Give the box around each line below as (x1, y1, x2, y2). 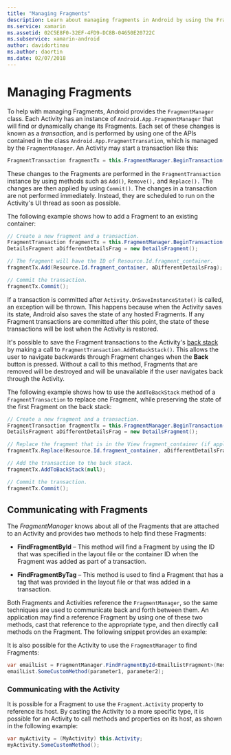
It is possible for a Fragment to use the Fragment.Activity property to (7, 700, 204, 708)
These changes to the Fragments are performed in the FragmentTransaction (7, 169, 221, 177)
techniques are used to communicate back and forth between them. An (7, 606, 210, 614)
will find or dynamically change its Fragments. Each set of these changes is (7, 122, 221, 130)
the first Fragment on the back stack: (7, 402, 112, 411)
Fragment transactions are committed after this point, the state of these (7, 317, 210, 325)
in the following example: (7, 722, 78, 730)
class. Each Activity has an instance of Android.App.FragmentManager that (7, 114, 214, 122)
